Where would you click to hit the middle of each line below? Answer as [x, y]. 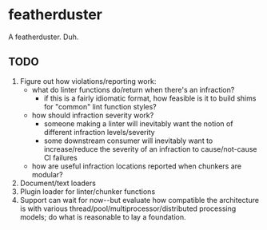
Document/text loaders [58, 183]
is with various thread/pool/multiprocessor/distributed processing [128, 208]
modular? [47, 174]
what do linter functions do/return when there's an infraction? [133, 89]
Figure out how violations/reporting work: [88, 81]
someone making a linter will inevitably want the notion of [138, 123]
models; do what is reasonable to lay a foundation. [103, 216]
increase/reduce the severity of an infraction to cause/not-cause [150, 149]
